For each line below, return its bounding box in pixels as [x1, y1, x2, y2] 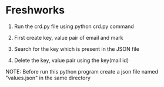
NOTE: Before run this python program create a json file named [5, 68, 159, 75]
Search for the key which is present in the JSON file [14, 45, 139, 53]
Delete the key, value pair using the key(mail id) [14, 57, 129, 64]
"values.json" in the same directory [5, 74, 91, 81]
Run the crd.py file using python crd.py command [14, 23, 135, 30]
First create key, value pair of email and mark [14, 34, 123, 41]
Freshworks [5, 4, 65, 17]
